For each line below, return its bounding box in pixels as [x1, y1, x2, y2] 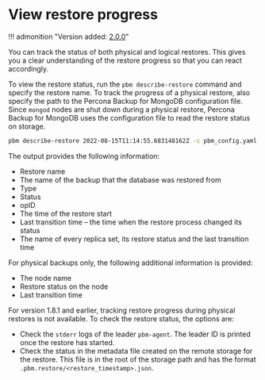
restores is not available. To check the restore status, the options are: [8, 313, 234, 323]
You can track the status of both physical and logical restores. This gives [8, 47, 246, 56]
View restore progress [8, 6, 159, 24]
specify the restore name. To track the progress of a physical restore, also [8, 87, 251, 97]
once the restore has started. [19, 337, 115, 347]
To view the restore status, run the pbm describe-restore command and [8, 79, 242, 89]
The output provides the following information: [8, 151, 160, 160]
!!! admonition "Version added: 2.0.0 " [8, 32, 129, 41]
